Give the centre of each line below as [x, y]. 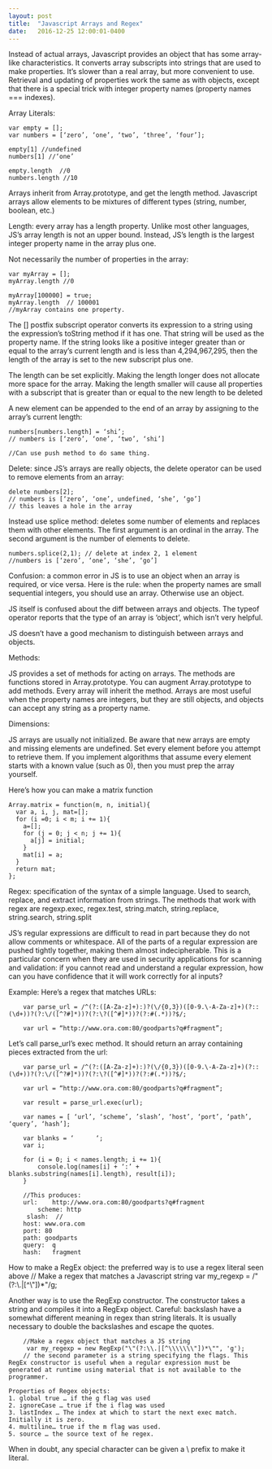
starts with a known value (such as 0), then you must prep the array [122, 765]
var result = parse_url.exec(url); [83, 1103]
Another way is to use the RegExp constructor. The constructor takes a [127, 1300]
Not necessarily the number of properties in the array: [99, 259]
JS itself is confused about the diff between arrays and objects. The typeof [134, 609]
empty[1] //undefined [45, 150]
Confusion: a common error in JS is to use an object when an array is [124, 576]
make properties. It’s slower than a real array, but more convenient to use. [132, 72]
